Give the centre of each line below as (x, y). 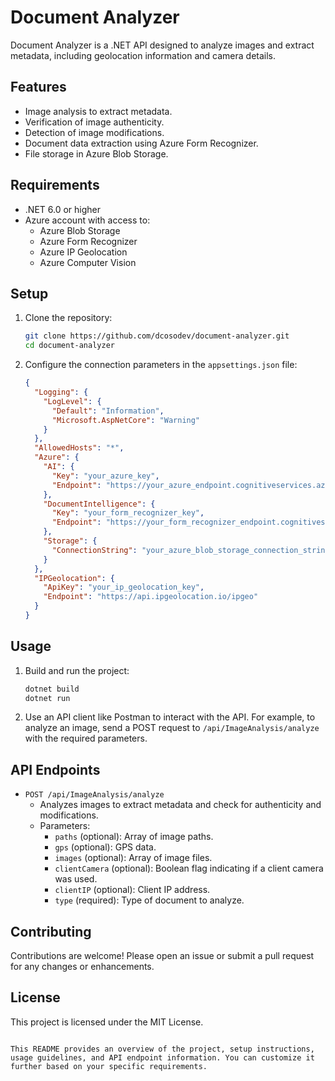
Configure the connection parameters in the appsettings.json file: (161, 365)
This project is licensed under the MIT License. (107, 1022)
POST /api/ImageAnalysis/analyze (94, 795)
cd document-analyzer (69, 346)
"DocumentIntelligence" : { (99, 504)
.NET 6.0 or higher (62, 209)
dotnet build (52, 689)
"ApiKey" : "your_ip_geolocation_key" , (124, 587)
